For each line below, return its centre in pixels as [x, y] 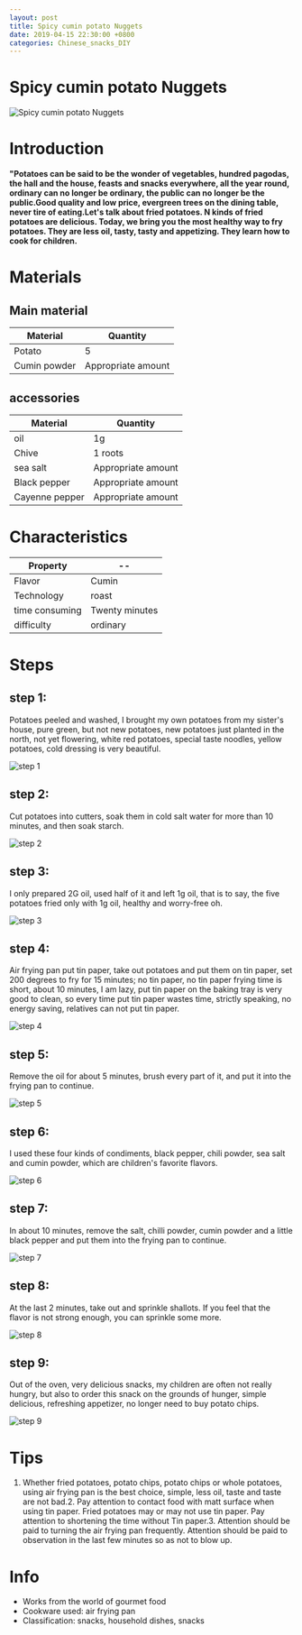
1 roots [109, 453]
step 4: [30, 948]
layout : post [34, 18]
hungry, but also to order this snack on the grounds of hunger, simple [138, 1394]
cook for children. [44, 241]
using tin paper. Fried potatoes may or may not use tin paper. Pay [143, 1511]
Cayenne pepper [50, 497]
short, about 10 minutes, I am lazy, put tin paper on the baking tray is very [146, 989]
